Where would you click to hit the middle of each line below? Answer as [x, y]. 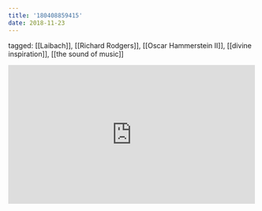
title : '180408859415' [45, 15]
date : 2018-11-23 [37, 23]
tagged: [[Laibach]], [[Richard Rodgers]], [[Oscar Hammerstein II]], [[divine [130, 45]
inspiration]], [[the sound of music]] [66, 54]
